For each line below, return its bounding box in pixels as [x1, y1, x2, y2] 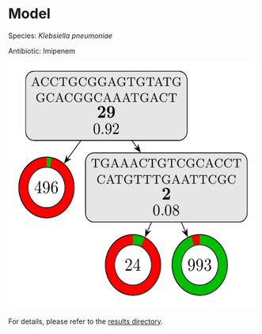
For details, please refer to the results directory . [8, 317, 164, 326]
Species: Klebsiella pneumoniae [8, 31, 113, 40]
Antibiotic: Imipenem [8, 46, 76, 55]
